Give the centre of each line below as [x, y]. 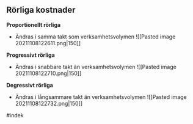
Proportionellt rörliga [34, 24]
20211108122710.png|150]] [48, 73]
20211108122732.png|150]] [49, 103]
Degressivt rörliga [30, 85]
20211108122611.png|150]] [48, 43]
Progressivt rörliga [31, 55]
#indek [15, 115]
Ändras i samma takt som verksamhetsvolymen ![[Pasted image [95, 37]
